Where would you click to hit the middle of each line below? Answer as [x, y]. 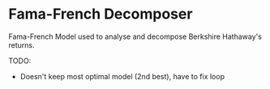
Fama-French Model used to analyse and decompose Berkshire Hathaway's [135, 36]
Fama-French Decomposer [101, 14]
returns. [21, 44]
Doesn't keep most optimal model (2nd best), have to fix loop [122, 76]
